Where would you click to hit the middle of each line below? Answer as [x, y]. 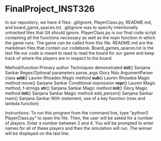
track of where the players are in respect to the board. [59, 58]
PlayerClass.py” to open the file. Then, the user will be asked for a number [79, 118]
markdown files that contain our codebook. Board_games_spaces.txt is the [79, 48]
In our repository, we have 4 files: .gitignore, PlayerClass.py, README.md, [79, 22]
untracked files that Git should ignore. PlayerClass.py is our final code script [80, 32]
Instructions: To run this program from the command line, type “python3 [77, 113]
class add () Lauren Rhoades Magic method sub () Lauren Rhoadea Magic [78, 78]
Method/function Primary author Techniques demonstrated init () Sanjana [78, 67]
